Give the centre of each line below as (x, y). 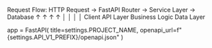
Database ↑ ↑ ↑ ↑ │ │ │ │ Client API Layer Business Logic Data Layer (106, 17)
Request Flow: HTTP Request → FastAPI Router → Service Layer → (102, 10)
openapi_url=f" (161, 30)
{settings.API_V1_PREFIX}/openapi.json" (63, 37)
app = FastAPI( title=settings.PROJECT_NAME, (73, 30)
